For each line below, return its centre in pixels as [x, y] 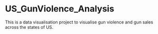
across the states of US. [29, 27]
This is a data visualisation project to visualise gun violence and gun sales [79, 22]
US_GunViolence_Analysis [60, 9]
